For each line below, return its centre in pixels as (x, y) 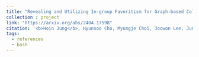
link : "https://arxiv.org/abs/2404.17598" (59, 23)
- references (28, 39)
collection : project (33, 17)
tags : (13, 34)
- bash (20, 45)
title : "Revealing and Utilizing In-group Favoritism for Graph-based (95, 12)
